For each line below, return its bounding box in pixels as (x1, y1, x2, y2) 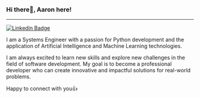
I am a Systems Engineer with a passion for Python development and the (6, 36, 185, 44)
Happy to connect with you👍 (6, 85, 78, 92)
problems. (6, 73, 31, 80)
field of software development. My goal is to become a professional (6, 60, 172, 68)
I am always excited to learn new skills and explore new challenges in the (6, 54, 186, 62)
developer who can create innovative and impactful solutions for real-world (6, 67, 191, 74)
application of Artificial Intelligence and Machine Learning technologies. (6, 42, 183, 50)
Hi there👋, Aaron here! (6, 5, 72, 14)
